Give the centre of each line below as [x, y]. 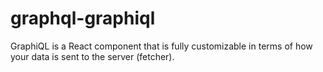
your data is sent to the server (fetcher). [92, 56]
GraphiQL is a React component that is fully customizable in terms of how [161, 46]
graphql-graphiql [83, 18]
